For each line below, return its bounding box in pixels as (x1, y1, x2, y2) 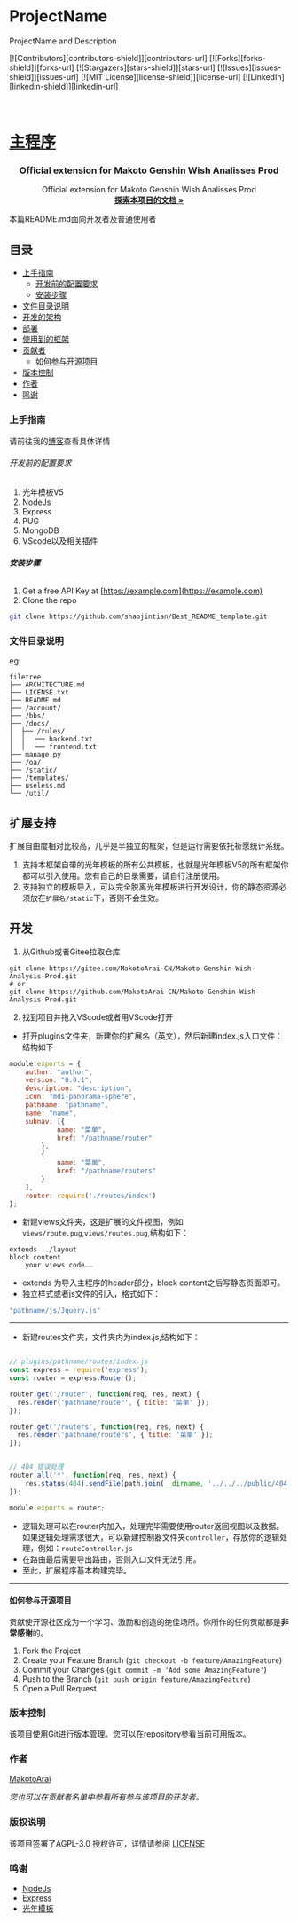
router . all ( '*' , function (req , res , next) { (9, 1471, 176, 1480)
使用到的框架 (21, 334, 69, 345)
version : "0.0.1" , (25, 1076, 93, 1085)
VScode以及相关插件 (21, 535, 98, 546)
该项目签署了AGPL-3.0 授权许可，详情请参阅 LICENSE (9, 1838, 206, 1848)
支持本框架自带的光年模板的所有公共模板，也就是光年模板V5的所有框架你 (21, 859, 289, 870)
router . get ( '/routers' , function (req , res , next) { (9, 1422, 204, 1432)
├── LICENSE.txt (9, 688, 69, 697)
